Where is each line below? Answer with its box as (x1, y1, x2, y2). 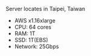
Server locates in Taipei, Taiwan (5, 5, 86, 12)
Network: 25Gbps (14, 43, 59, 50)
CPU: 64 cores (14, 24, 52, 30)
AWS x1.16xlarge (14, 17, 56, 24)
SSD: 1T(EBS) (14, 37, 49, 43)
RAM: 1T (14, 30, 36, 37)
